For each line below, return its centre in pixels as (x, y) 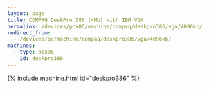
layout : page (26, 13)
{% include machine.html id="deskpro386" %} (73, 78)
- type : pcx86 (34, 52)
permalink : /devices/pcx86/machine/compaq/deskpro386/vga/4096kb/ (105, 26)
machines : (21, 46)
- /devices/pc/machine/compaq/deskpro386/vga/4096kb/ (92, 39)
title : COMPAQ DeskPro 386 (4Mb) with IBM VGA (75, 20)
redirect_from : (29, 33)
